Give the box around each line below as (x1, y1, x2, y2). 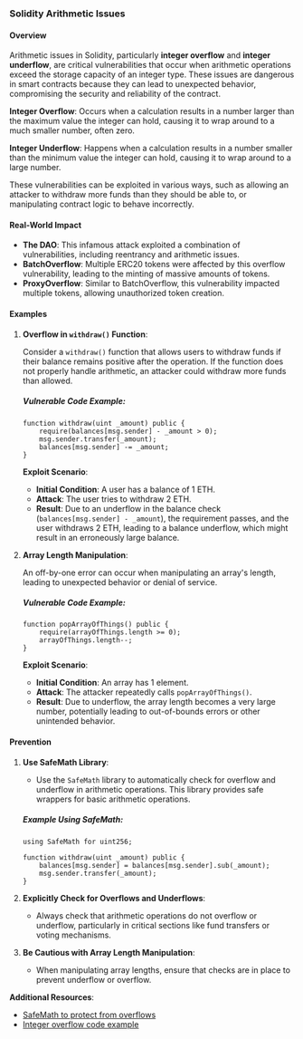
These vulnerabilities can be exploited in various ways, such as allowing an (9, 179, 289, 190)
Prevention (9, 736, 52, 747)
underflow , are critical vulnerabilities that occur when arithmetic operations (9, 60, 291, 71)
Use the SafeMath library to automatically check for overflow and (35, 774, 276, 785)
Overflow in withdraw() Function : (22, 329, 148, 340)
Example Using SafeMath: (22, 814, 124, 825)
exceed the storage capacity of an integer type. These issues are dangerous (9, 69, 295, 80)
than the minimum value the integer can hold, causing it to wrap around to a (9, 152, 291, 163)
